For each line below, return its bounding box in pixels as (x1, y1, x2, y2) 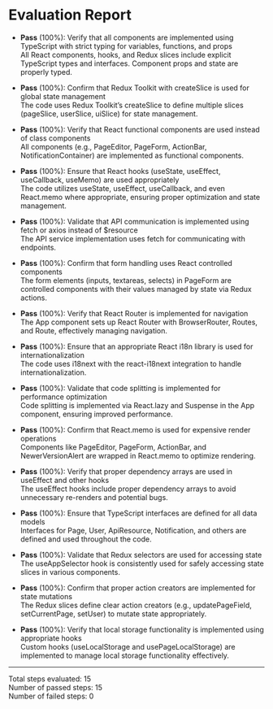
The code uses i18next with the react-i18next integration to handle (19, 359, 242, 368)
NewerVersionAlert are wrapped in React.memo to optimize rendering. (19, 450, 256, 460)
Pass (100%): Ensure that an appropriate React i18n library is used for (19, 341, 253, 351)
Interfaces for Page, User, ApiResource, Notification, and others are (19, 525, 247, 535)
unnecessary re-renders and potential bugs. (19, 492, 168, 502)
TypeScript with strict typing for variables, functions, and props (19, 41, 233, 50)
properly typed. (19, 67, 73, 76)
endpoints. (19, 242, 57, 252)
